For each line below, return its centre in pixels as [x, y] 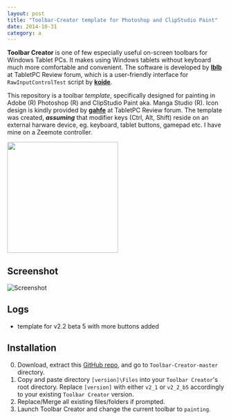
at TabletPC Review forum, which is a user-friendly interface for [98, 75]
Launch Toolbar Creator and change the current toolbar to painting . [114, 409]
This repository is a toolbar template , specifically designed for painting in [111, 96]
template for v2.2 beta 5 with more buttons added [88, 326]
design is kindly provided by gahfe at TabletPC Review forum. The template [115, 110]
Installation [32, 348]
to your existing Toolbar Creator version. [75, 394]
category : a [24, 33]
